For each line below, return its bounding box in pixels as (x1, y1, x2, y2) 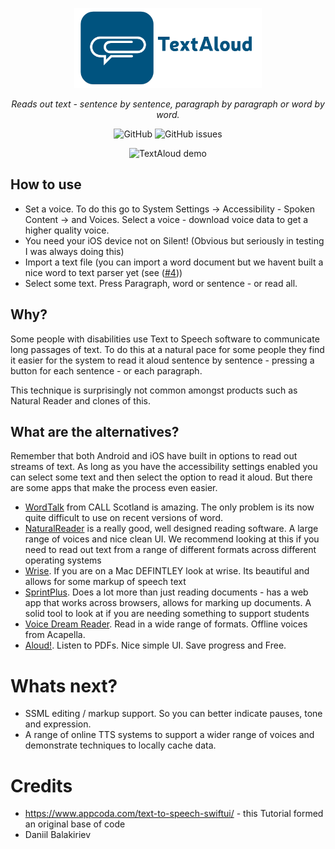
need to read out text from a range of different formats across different (24, 544, 317, 556)
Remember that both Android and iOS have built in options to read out (10, 450, 298, 462)
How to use (10, 176, 82, 193)
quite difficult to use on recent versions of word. (24, 512, 223, 524)
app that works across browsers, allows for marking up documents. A (24, 597, 312, 609)
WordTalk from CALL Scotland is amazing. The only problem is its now (24, 501, 315, 513)
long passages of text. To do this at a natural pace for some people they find (10, 343, 325, 355)
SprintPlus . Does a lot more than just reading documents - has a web (24, 586, 309, 598)
